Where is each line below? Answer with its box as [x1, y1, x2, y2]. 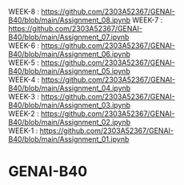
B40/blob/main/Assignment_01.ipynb [8, 135, 130, 143]
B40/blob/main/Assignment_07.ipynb [8, 32, 130, 42]
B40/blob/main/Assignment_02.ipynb [8, 118, 131, 127]
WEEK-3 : [8, 92, 40, 101]
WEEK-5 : [8, 58, 40, 67]
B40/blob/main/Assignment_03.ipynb [8, 100, 130, 110]
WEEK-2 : [8, 109, 39, 119]
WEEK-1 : [8, 126, 38, 135]
